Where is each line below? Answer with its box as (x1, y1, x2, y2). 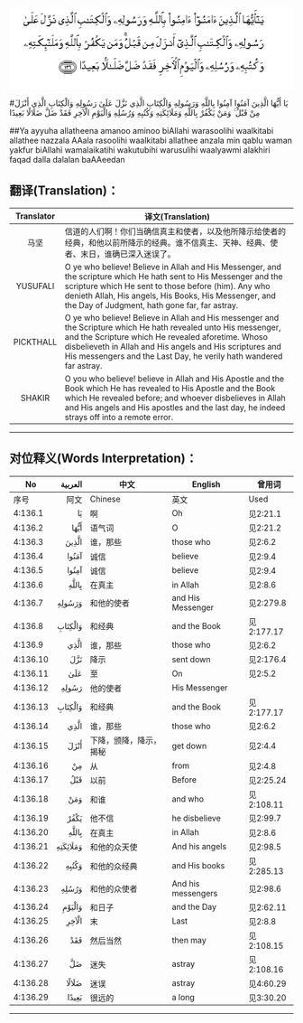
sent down (171, 653, 211, 664)
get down (171, 740, 207, 751)
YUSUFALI (15, 281, 55, 292)
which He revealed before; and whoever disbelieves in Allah (64, 392, 286, 403)
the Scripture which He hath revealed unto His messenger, (64, 322, 281, 333)
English (192, 478, 221, 490)
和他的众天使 (89, 841, 138, 852)
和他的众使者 (89, 884, 138, 895)
